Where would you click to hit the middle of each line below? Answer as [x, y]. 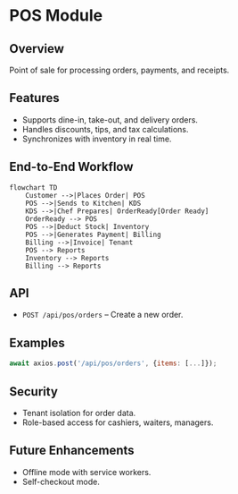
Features [34, 98]
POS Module [56, 16]
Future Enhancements [72, 451]
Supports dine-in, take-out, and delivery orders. [110, 119]
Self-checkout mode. [61, 481]
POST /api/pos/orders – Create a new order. [103, 315]
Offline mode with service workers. [86, 472]
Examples [37, 342]
